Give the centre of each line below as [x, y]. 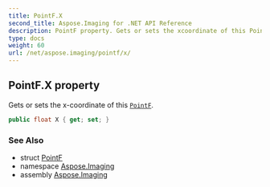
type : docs [27, 38]
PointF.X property [54, 85]
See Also [26, 140]
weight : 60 [27, 46]
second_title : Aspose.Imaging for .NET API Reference [100, 23]
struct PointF [41, 157]
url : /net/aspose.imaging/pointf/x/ [70, 53]
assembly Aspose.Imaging [64, 174]
